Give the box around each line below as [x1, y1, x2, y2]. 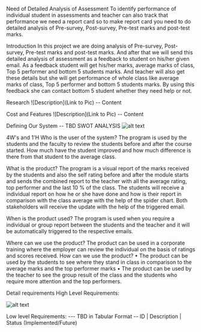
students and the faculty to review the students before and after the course [6, 140, 192, 147]
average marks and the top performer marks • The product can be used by [6, 265, 192, 272]
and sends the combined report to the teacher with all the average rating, [6, 178, 187, 184]
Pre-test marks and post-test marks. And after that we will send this [25, 49, 193, 56]
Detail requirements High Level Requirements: [6, 289, 120, 296]
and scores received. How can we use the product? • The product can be [6, 252, 188, 259]
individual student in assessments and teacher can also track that [6, 11, 169, 19]
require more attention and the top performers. [6, 278, 122, 285]
